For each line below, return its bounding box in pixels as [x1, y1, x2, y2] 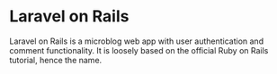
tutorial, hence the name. [9, 54, 103, 65]
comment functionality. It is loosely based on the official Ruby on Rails [9, 45, 269, 55]
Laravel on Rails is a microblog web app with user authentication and [9, 36, 264, 46]
